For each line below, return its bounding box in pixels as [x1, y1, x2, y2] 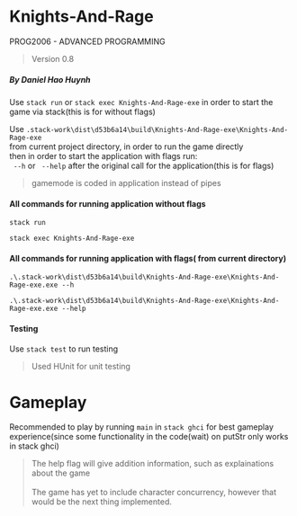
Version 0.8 [31, 53, 75, 64]
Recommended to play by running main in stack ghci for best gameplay [9, 422, 274, 432]
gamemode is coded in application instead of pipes [31, 177, 222, 188]
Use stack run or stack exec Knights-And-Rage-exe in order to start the [9, 96, 274, 107]
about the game [31, 467, 91, 478]
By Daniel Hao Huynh [9, 74, 92, 85]
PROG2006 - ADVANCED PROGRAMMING [9, 36, 166, 47]
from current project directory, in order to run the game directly [9, 141, 244, 152]
